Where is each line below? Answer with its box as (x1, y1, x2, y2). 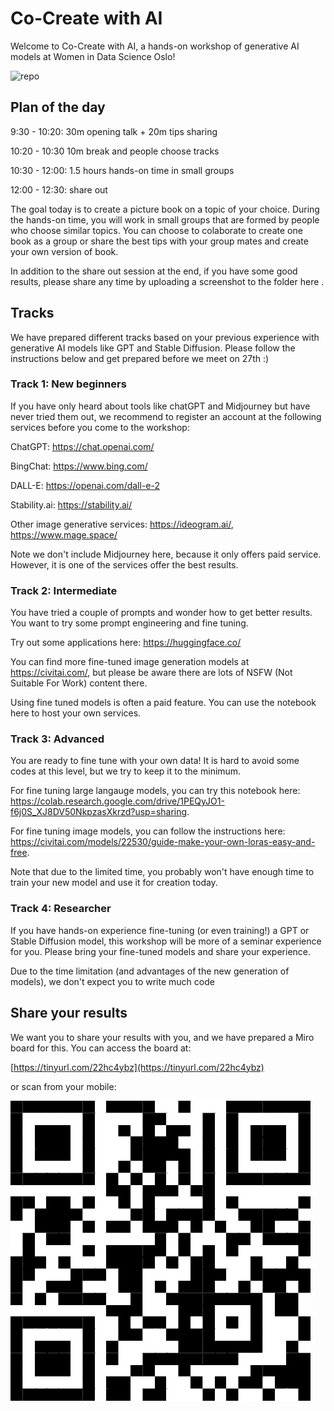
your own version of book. (10, 245, 119, 257)
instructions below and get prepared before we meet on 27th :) (10, 352, 270, 364)
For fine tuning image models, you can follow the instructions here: (10, 825, 286, 837)
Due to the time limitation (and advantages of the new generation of (10, 965, 290, 977)
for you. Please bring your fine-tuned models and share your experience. (10, 945, 312, 957)
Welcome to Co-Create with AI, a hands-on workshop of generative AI (10, 40, 300, 52)
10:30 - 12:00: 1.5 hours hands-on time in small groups (10, 164, 235, 176)
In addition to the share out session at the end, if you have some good (10, 265, 298, 277)
